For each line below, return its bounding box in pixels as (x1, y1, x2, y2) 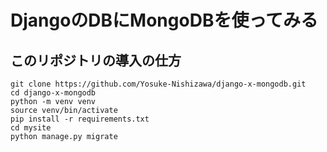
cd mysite (10, 123, 52, 133)
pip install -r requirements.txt (10, 114, 150, 124)
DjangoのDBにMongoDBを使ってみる (10, 9, 319, 32)
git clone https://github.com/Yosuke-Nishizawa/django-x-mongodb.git (10, 79, 307, 89)
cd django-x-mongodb (10, 88, 97, 98)
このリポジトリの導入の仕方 (10, 52, 182, 69)
